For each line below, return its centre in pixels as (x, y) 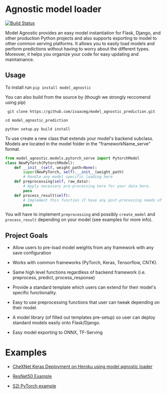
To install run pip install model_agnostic (48, 87)
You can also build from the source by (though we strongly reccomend (78, 97)
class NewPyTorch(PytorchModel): (40, 163)
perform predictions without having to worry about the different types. (77, 49)
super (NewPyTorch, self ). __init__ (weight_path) (73, 172)
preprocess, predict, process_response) (53, 278)
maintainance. (20, 59)
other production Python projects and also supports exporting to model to (81, 38)
